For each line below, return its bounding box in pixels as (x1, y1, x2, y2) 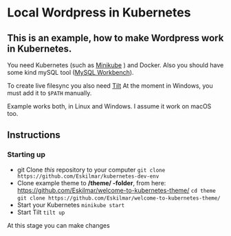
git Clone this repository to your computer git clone (16, 165, 166, 174)
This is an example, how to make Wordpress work (7, 32, 224, 44)
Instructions (7, 129, 60, 141)
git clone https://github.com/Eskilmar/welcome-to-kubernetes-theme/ (16, 194, 221, 202)
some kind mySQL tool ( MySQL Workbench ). (7, 69, 134, 76)
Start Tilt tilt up (16, 208, 65, 216)
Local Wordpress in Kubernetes (7, 5, 191, 21)
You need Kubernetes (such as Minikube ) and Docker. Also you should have (7, 61, 224, 69)
